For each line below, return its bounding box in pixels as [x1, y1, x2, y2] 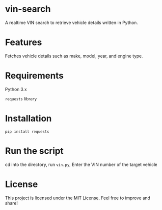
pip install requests [5, 129, 50, 134]
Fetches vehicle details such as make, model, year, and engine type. [5, 53, 143, 59]
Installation [5, 113, 52, 124]
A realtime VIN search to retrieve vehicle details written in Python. [5, 20, 138, 25]
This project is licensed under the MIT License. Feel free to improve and [5, 195, 151, 201]
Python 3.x [5, 86, 27, 92]
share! [5, 200, 18, 206]
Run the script [5, 145, 64, 156]
